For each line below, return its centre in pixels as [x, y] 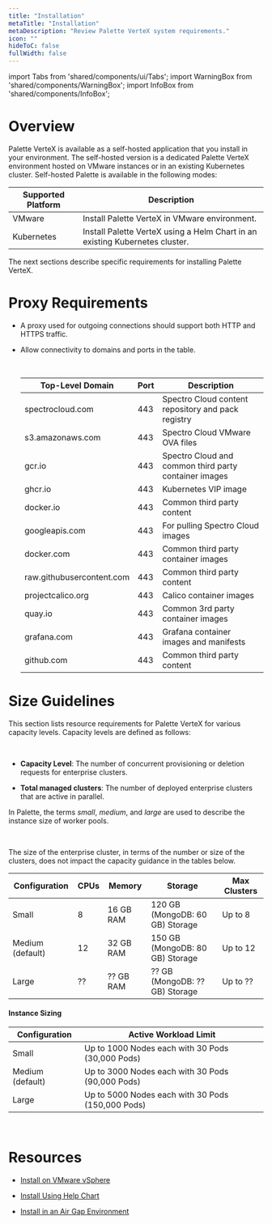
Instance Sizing [35, 1014]
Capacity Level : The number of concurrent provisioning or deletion [132, 763]
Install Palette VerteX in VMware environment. [170, 218]
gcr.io [35, 465]
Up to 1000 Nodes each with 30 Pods [157, 1048]
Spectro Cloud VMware [206, 432]
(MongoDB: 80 [179, 948]
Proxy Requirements [78, 303]
